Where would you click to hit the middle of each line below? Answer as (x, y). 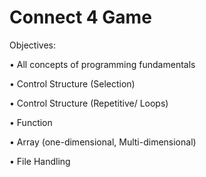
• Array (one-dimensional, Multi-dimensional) (103, 142)
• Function (31, 122)
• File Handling (40, 161)
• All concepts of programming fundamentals (102, 64)
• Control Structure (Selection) (72, 83)
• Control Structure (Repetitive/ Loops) (89, 103)
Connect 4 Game (80, 17)
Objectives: (32, 45)
